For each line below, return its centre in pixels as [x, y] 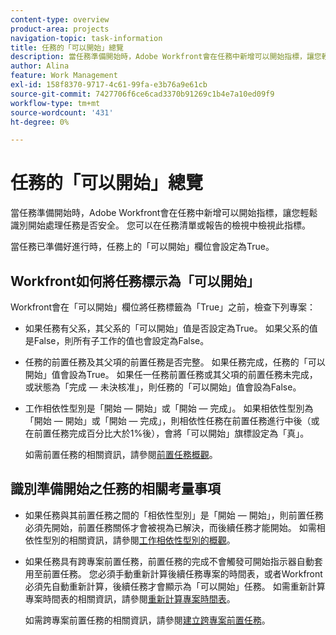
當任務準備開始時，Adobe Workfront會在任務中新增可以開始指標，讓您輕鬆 [164, 213]
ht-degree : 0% [40, 122]
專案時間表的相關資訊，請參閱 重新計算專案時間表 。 [130, 598]
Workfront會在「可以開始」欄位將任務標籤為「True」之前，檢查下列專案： [163, 307]
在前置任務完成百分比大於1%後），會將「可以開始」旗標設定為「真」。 [167, 433]
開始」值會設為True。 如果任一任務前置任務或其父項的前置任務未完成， [171, 374]
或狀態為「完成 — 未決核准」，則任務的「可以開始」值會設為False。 [163, 387]
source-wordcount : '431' [62, 112]
